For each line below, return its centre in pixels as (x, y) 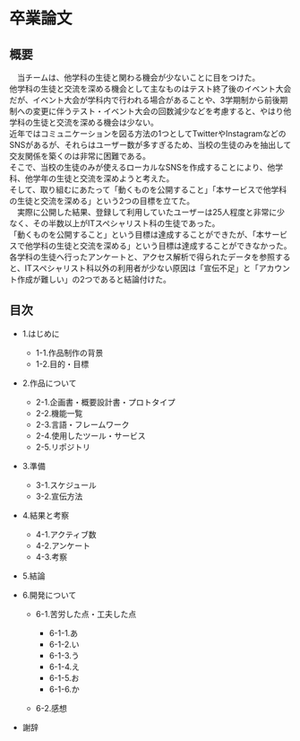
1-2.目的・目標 (62, 363)
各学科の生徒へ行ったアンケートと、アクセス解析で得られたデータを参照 (142, 257)
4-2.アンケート (63, 545)
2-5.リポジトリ (63, 447)
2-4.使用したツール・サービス (90, 435)
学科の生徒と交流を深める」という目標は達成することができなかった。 (162, 246)
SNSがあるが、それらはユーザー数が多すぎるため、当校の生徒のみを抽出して (150, 145)
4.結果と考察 (46, 515)
